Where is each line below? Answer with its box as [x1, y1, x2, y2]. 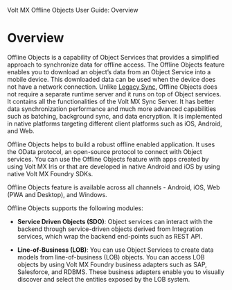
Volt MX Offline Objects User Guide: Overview [7, 6, 139, 14]
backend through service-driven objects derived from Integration [17, 225, 204, 233]
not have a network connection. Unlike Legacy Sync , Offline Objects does [7, 83, 218, 91]
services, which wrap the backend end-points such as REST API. [17, 232, 203, 240]
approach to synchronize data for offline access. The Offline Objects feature [7, 60, 225, 69]
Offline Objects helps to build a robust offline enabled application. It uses [7, 140, 215, 148]
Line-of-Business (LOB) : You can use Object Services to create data [17, 246, 214, 254]
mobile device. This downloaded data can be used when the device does [7, 75, 216, 83]
